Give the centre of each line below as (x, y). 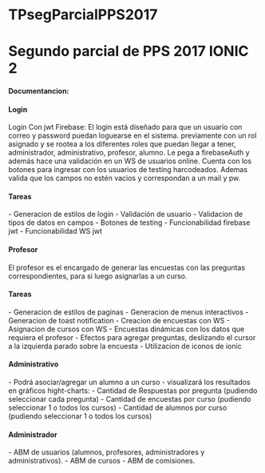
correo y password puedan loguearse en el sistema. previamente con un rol (132, 136)
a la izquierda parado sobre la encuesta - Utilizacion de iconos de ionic (125, 346)
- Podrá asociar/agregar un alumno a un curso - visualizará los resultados (129, 382)
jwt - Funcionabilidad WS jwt (55, 231)
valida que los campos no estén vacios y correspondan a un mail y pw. (125, 178)
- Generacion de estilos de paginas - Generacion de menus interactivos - (129, 312)
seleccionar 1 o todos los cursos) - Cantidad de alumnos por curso (118, 407)
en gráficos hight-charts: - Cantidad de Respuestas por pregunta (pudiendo (133, 391)
